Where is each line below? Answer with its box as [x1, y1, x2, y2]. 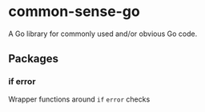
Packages [8, 52, 58, 66]
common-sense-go [8, 2, 140, 21]
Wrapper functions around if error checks [8, 94, 151, 104]
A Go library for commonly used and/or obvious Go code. [8, 29, 198, 38]
